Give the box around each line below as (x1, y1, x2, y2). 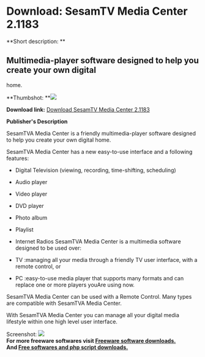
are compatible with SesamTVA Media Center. (6, 299, 122, 307)
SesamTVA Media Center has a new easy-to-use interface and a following (6, 148, 193, 155)
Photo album (15, 213, 48, 221)
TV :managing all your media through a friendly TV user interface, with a (15, 256, 198, 263)
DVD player (15, 202, 44, 209)
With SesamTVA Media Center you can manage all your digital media (6, 311, 179, 318)
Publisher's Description (6, 118, 68, 125)
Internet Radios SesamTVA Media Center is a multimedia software (15, 237, 182, 245)
